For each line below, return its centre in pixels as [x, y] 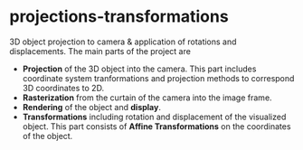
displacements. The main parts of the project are [100, 51]
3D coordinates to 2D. [63, 88]
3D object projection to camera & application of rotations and [123, 42]
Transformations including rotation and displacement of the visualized [154, 117]
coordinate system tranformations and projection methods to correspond [158, 78]
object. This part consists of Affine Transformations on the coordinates [156, 126]
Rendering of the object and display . [91, 107]
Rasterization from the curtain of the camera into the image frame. [147, 98]
